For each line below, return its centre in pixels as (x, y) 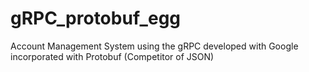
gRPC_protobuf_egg (96, 18)
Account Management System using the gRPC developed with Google (154, 46)
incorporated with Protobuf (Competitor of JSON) (112, 56)
